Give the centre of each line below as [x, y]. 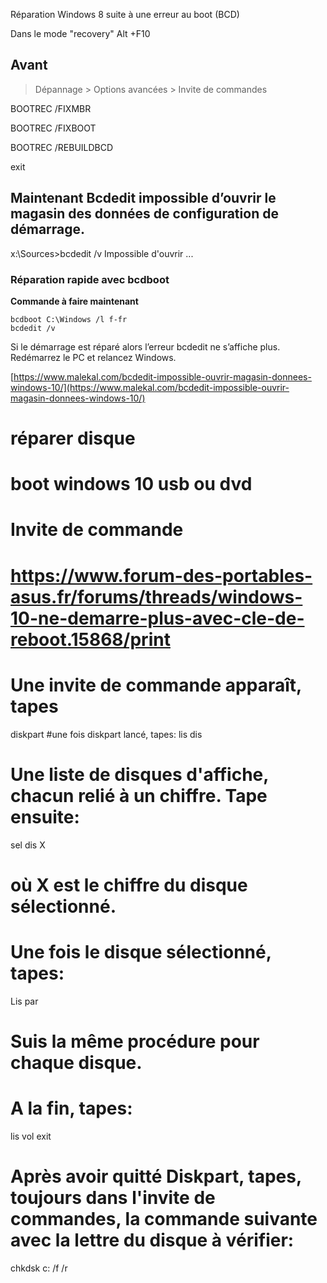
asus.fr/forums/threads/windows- [156, 596]
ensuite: [45, 816]
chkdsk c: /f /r [39, 1268]
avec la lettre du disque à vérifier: [152, 1240]
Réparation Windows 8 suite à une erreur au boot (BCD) [125, 14]
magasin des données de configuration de [144, 214]
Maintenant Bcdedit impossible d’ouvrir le [143, 198]
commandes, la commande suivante [164, 1218]
